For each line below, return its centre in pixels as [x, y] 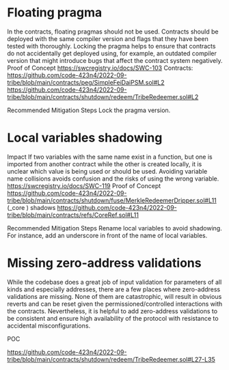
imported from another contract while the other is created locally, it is [105, 164]
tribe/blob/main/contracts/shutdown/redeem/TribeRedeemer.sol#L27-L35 [111, 359]
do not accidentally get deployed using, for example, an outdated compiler [112, 53]
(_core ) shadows [31, 207]
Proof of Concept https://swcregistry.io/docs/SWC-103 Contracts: [100, 68]
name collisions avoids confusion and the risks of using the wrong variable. [113, 179]
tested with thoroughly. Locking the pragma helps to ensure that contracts [111, 46]
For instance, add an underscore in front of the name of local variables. [107, 235]
